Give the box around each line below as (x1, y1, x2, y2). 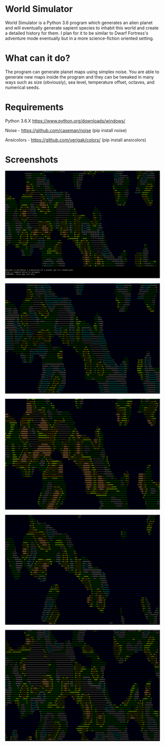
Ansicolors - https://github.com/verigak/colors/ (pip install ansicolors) (5, 137, 146, 143)
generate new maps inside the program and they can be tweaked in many (5, 74, 154, 80)
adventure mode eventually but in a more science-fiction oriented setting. (5, 35, 154, 41)
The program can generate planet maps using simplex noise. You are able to (5, 69, 160, 75)
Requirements (5, 102, 64, 113)
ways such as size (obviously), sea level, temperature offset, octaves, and (5, 79, 155, 85)
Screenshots (5, 154, 58, 165)
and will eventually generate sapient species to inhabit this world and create (5, 25, 159, 30)
